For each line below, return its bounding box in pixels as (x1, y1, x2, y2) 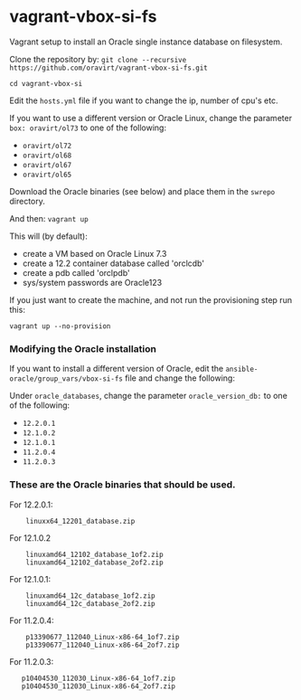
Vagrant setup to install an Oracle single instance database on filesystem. (9, 36, 283, 47)
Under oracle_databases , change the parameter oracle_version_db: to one (9, 391, 287, 402)
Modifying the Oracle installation (9, 342, 156, 355)
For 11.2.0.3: (9, 656, 54, 667)
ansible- (225, 364, 259, 374)
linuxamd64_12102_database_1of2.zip (25, 550, 165, 559)
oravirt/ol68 (22, 151, 72, 160)
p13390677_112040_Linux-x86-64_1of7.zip (25, 632, 180, 641)
